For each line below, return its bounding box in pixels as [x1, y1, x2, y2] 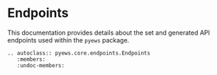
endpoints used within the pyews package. [7, 35, 130, 44]
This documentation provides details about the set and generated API [7, 28, 211, 37]
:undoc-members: [16, 62, 65, 69]
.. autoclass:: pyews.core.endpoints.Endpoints [7, 50, 151, 57]
